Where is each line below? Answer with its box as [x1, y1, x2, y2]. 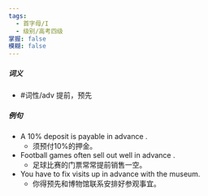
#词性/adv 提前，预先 [19, 90, 93, 100]
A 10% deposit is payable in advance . [19, 132, 148, 142]
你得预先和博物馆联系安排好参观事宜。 [32, 179, 161, 189]
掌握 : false [8, 34, 46, 43]
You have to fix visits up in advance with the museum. [19, 169, 201, 179]
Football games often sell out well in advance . [19, 150, 175, 160]
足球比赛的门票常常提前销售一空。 [32, 160, 147, 170]
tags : [8, 11, 27, 20]
